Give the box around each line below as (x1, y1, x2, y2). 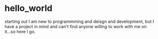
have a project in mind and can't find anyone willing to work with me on (4, 23, 147, 29)
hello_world (4, 3, 53, 14)
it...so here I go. (4, 29, 36, 34)
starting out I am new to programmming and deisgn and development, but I (4, 19, 154, 24)
